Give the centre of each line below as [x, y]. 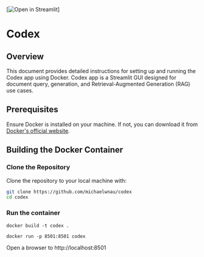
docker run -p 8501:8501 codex [46, 236]
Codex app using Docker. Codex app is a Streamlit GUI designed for [91, 77]
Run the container [33, 213]
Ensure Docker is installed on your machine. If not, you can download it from [102, 124]
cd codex [17, 197]
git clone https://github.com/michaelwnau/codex [69, 192]
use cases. [20, 90]
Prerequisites [32, 110]
